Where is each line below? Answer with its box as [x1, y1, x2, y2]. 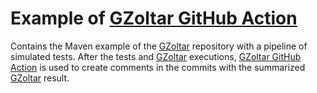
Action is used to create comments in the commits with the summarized [10, 61, 306, 73]
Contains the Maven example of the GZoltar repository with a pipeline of [10, 40, 308, 52]
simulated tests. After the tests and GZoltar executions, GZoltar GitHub [10, 50, 302, 62]
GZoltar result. [10, 72, 70, 84]
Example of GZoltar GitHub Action [10, 7, 298, 30]
